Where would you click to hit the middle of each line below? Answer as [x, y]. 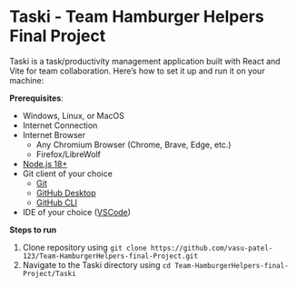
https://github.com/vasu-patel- [212, 248]
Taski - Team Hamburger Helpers [137, 17]
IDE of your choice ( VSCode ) [77, 212]
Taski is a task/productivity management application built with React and [145, 61]
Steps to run [33, 230]
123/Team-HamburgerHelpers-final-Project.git [110, 256]
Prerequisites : [36, 98]
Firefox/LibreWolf [69, 154]
